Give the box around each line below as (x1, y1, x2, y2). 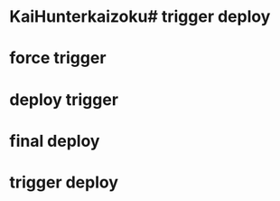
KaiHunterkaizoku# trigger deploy (9, 6, 271, 27)
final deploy (9, 130, 100, 151)
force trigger (9, 48, 107, 69)
